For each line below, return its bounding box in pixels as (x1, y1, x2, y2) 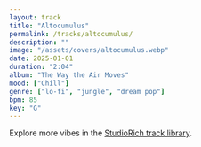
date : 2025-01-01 (9, 54, 74, 63)
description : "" (9, 37, 69, 47)
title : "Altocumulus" (9, 21, 90, 30)
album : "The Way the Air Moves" (9, 71, 129, 80)
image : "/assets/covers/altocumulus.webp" (9, 46, 169, 55)
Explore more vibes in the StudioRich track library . (9, 128, 193, 138)
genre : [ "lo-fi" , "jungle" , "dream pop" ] (9, 87, 165, 96)
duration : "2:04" (9, 63, 74, 72)
